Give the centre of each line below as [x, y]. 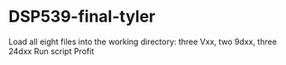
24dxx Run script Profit [51, 51]
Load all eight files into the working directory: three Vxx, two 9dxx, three [143, 42]
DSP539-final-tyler [82, 17]
